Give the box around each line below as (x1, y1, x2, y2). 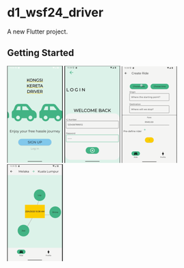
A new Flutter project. (7, 27, 68, 36)
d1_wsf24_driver (7, 5, 104, 21)
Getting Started (7, 47, 75, 59)
